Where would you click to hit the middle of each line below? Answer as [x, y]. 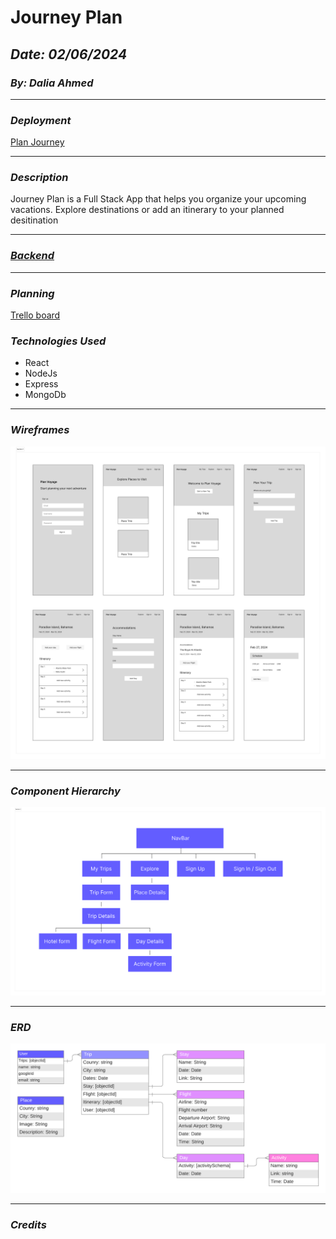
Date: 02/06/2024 [69, 54]
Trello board [35, 315]
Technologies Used [58, 341]
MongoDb [45, 395]
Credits [28, 1225]
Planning [32, 293]
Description [39, 178]
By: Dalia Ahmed [52, 83]
